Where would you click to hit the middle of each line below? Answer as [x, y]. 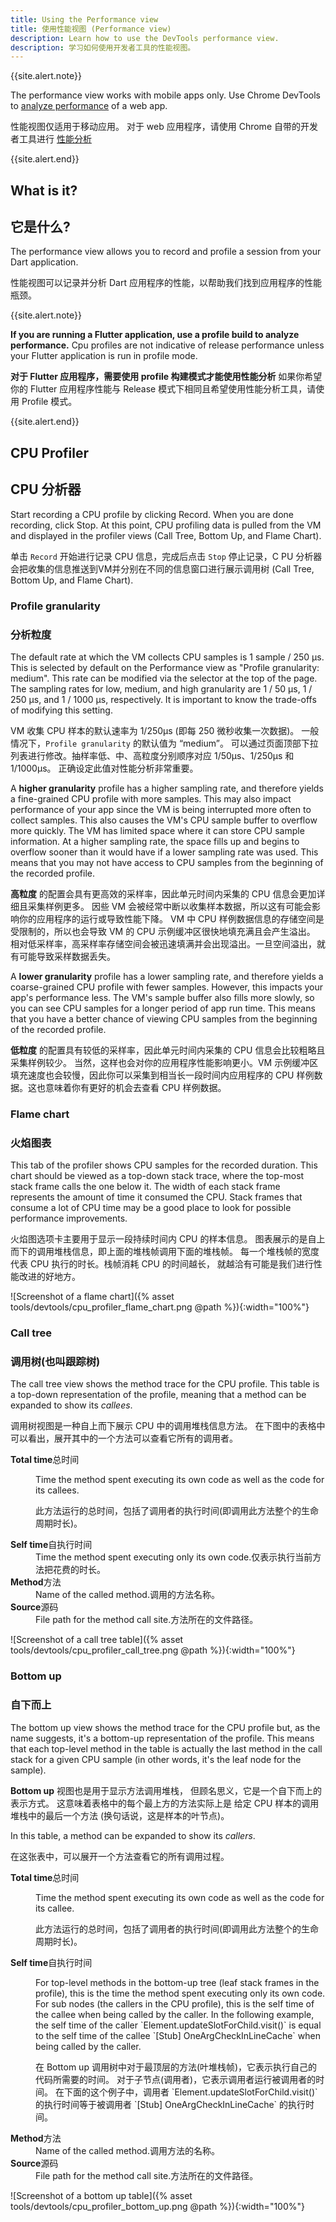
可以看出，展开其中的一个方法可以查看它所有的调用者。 [124, 1438]
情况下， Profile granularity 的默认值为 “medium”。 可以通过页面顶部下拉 [164, 743]
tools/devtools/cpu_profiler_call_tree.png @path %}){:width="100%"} [153, 1650]
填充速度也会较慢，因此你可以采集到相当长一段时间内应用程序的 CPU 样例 [162, 1075]
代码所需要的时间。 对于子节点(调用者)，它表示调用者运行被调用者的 [176, 2079]
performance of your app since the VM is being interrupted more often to [161, 809]
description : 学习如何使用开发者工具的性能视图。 [103, 47]
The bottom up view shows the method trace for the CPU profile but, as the [165, 1727]
